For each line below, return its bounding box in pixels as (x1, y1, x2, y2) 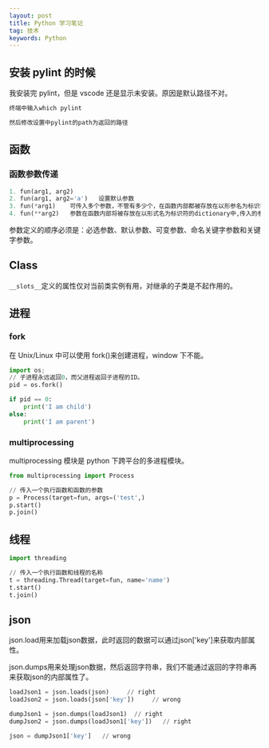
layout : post (9, 11, 53, 20)
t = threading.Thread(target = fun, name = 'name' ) (9, 576, 171, 584)
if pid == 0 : (9, 396, 53, 404)
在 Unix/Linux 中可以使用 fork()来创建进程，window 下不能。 (9, 350, 208, 360)
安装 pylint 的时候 (9, 66, 96, 79)
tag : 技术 (9, 26, 39, 34)
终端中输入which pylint (9, 105, 82, 113)
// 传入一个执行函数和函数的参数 (9, 486, 103, 494)
